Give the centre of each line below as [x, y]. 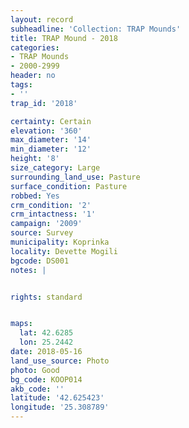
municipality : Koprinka [60, 242]
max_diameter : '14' [51, 140]
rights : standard [46, 297]
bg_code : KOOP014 [46, 379]
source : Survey [42, 233]
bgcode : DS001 [40, 261]
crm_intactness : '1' [53, 214]
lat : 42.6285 [46, 333]
